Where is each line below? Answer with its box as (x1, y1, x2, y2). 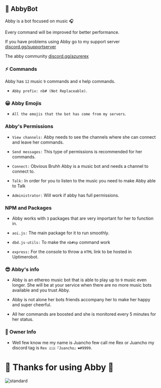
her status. (12, 316, 34, 323)
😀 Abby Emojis (5, 100, 42, 107)
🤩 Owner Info (5, 328, 36, 335)
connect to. (12, 168, 35, 174)
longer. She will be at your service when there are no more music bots (12, 282, 152, 288)
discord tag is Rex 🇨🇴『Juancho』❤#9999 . (12, 345, 92, 351)
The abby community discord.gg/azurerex (5, 53, 89, 59)
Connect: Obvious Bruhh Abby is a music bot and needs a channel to (12, 163, 149, 169)
